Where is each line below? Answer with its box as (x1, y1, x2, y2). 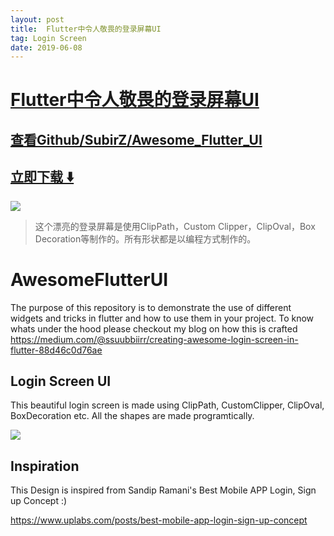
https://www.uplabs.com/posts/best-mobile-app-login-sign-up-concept (10, 514, 308, 526)
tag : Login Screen (10, 33, 87, 43)
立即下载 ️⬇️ (10, 169, 75, 186)
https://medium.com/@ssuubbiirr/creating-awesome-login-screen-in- (10, 333, 299, 345)
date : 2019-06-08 (10, 42, 83, 53)
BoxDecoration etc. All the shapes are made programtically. (10, 410, 255, 422)
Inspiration (10, 457, 80, 475)
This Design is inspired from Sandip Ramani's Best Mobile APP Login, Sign (10, 484, 317, 496)
